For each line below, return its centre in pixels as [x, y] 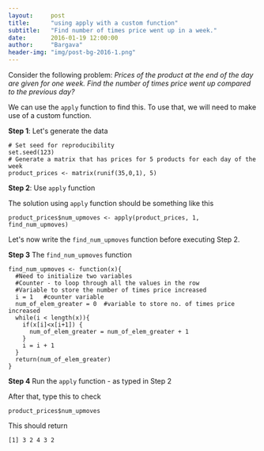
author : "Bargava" [45, 45]
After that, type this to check [55, 396]
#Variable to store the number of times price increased [111, 290]
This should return [38, 426]
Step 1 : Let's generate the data [58, 131]
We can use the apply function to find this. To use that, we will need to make [132, 107]
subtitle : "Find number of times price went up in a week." [113, 30]
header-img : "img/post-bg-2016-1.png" [72, 52]
